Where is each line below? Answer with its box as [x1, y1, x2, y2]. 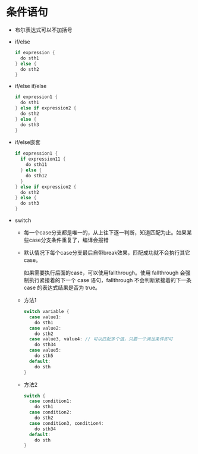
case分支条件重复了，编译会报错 [29, 236, 109, 244]
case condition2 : [29, 409, 73, 415]
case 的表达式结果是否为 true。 [23, 284, 101, 292]
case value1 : [29, 314, 61, 320]
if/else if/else [14, 83, 47, 90]
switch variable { [23, 309, 70, 315]
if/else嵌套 [14, 139, 41, 146]
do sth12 [26, 173, 48, 179]
